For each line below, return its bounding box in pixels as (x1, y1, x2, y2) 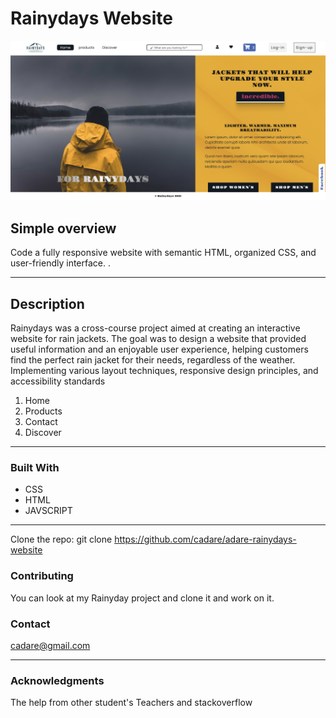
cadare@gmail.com (10, 639, 91, 651)
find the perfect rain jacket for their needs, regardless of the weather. (10, 354, 296, 366)
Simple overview (10, 220, 117, 237)
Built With (10, 460, 60, 474)
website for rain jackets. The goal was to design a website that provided (10, 333, 307, 344)
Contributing (10, 569, 74, 583)
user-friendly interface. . (10, 257, 111, 269)
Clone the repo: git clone (10, 533, 113, 546)
